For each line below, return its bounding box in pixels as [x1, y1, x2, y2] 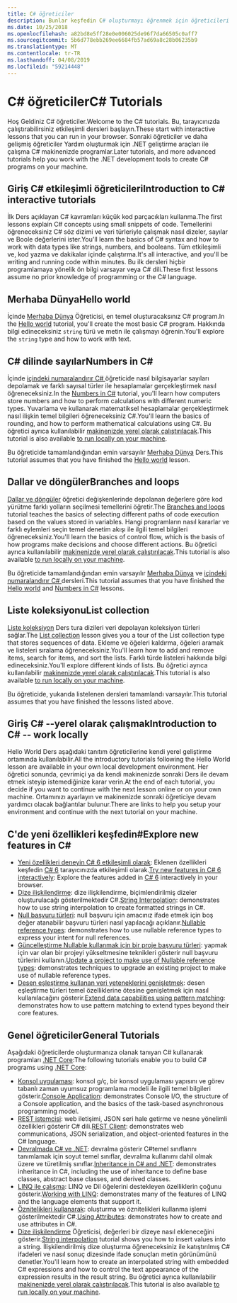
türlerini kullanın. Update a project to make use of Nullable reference [17, 956, 216, 964]
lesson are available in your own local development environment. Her [7, 762, 209, 771]
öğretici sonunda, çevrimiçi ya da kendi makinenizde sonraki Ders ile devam [7, 770, 229, 779]
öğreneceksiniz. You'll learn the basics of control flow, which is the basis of [7, 532, 225, 541]
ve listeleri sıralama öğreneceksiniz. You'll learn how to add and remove [7, 645, 214, 654]
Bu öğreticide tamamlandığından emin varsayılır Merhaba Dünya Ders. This [7, 448, 224, 456]
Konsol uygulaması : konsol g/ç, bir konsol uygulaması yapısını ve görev [17, 1077, 225, 1085]
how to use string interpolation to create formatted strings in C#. [17, 903, 205, 912]
